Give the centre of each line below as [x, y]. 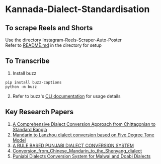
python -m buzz [21, 87]
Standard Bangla [30, 129]
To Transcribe [27, 61]
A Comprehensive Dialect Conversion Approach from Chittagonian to [84, 124]
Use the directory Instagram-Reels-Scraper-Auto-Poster [64, 40]
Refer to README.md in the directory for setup [54, 45]
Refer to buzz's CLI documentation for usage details [66, 96]
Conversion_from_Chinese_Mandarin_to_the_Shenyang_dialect [77, 151]
